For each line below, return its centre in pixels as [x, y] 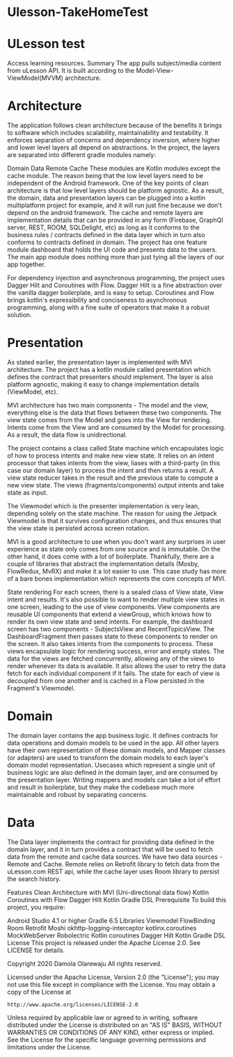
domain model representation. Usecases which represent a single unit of [111, 765]
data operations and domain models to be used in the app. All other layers [113, 743]
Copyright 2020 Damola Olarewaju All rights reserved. [85, 963]
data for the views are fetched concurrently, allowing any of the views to [111, 659]
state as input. [27, 492]
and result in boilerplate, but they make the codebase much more [101, 787]
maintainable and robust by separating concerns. [78, 794]
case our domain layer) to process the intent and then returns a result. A [111, 470]
